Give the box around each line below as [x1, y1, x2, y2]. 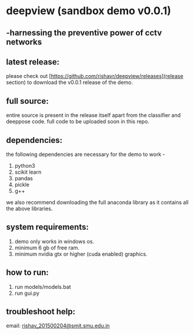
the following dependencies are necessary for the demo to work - [6, 151, 166, 158]
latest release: [6, 57, 60, 67]
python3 [14, 162, 35, 170]
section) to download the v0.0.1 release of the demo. [6, 79, 133, 86]
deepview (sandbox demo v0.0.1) [6, 4, 172, 18]
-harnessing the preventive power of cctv [6, 28, 162, 38]
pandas [14, 175, 34, 182]
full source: [6, 96, 49, 106]
